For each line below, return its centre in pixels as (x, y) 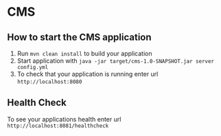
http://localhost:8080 (49, 82)
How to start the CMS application (80, 37)
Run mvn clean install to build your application (84, 53)
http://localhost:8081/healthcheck (58, 126)
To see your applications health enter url (64, 119)
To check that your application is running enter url (88, 74)
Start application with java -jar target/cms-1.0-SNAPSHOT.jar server (116, 61)
